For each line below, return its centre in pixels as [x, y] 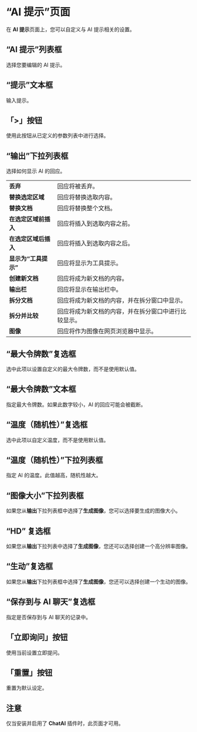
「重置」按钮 [29, 673]
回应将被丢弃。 [78, 186]
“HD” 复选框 [28, 531]
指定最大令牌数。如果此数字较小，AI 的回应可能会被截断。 [76, 404]
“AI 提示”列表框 [34, 49]
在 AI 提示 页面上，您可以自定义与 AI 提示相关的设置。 [70, 29]
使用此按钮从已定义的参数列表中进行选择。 [57, 136]
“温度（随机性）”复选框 [47, 425]
